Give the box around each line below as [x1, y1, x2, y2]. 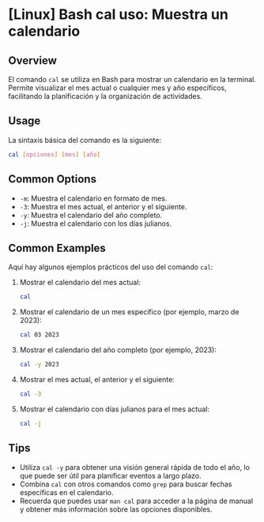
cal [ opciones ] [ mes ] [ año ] [8, 150, 101, 159]
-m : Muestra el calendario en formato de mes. [19, 193, 168, 203]
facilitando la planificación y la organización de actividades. [8, 92, 203, 100]
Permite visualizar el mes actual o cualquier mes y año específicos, [8, 83, 227, 92]
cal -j [19, 419, 42, 427]
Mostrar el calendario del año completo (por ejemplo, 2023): [19, 345, 217, 355]
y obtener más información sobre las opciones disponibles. [19, 504, 213, 514]
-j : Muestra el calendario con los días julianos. [19, 219, 172, 228]
